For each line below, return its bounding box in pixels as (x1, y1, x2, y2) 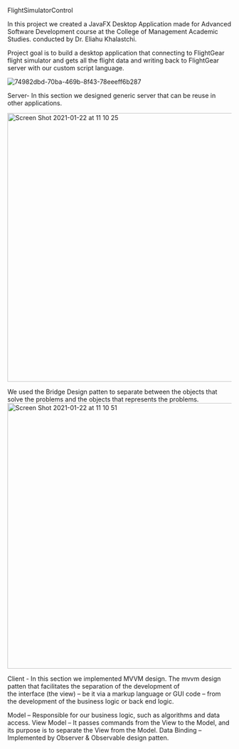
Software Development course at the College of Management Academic (7, 28, 218, 36)
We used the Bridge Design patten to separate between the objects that (7, 387, 218, 396)
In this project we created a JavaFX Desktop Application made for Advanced (7, 20, 232, 28)
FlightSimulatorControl (7, 6, 73, 14)
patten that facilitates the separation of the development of (7, 682, 180, 690)
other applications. (7, 99, 63, 107)
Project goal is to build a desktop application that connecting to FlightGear (7, 49, 225, 57)
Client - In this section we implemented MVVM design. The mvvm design (7, 674, 221, 683)
